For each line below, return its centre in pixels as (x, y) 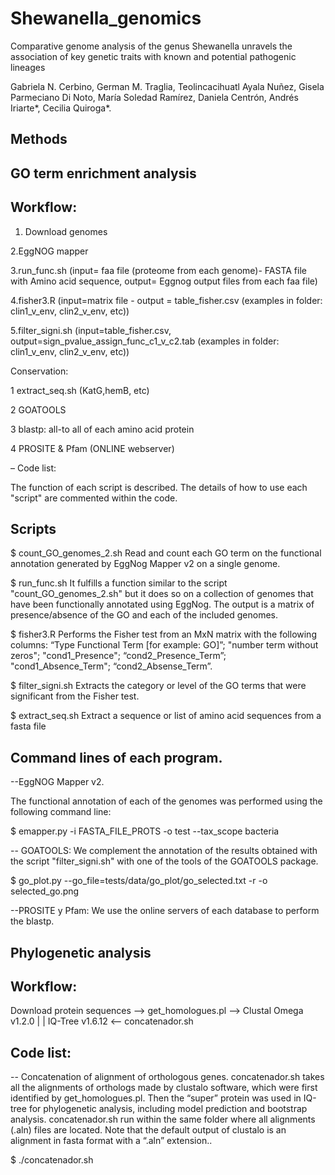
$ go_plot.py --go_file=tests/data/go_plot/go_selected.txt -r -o (139, 881)
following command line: (61, 812)
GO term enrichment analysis (103, 173)
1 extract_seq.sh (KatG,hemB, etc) (80, 390)
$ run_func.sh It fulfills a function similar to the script (119, 583)
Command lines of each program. (116, 757)
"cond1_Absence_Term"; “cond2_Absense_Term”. (111, 666)
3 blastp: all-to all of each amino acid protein (102, 429)
